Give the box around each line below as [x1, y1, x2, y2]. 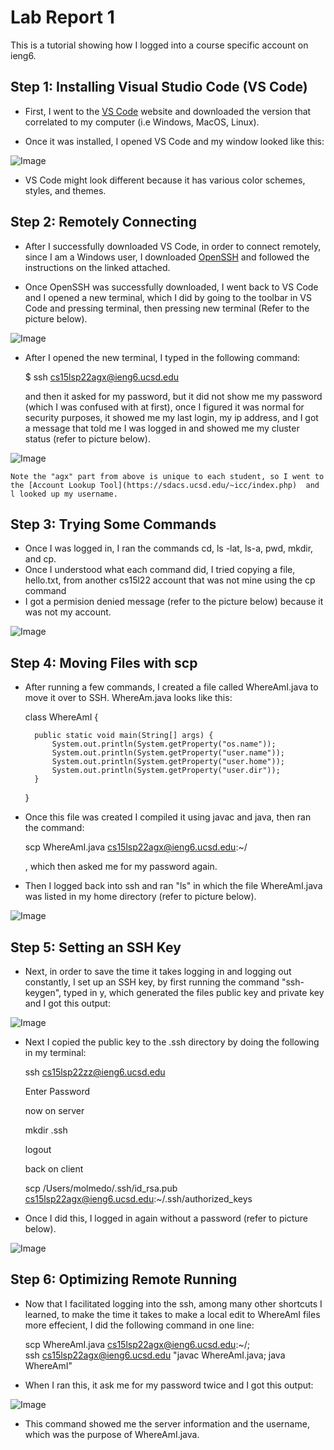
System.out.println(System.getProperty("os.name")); [51, 739, 277, 750]
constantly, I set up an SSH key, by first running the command [24, 976, 280, 988]
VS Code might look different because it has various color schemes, [24, 174, 306, 186]
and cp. [24, 553, 57, 565]
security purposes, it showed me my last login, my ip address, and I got [24, 411, 319, 423]
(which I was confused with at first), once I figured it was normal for [24, 401, 305, 413]
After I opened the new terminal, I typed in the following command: [24, 351, 301, 363]
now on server [24, 1105, 85, 1116]
